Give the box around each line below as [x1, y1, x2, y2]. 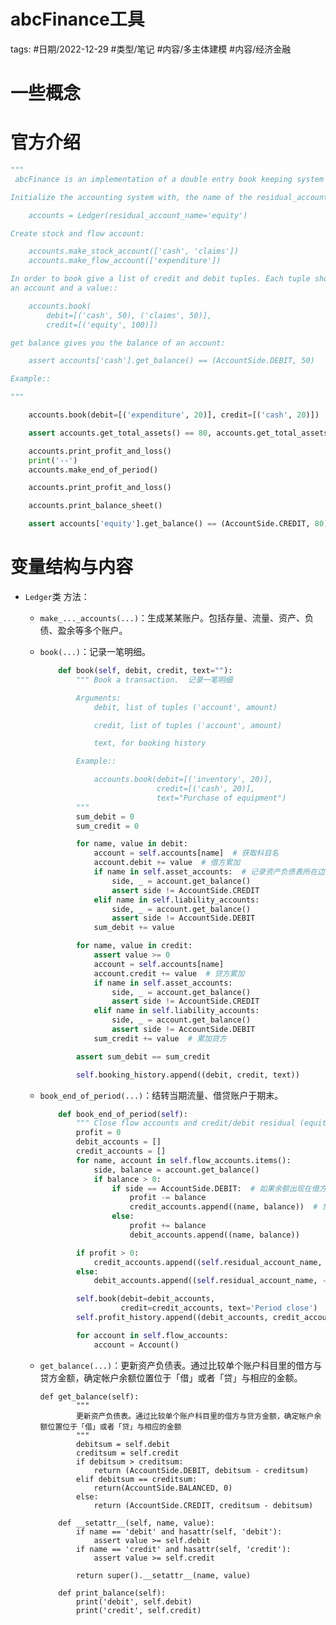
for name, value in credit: [75, 941, 193, 951]
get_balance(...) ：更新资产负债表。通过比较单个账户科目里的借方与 [39, 1359, 323, 1371]
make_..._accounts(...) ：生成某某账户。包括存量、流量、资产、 [39, 612, 306, 624]
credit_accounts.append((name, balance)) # [129, 1202, 318, 1212]
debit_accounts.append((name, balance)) [129, 1230, 300, 1240]
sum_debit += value [93, 923, 175, 933]
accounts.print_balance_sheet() [28, 501, 163, 511]
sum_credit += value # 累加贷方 [93, 1033, 227, 1044]
